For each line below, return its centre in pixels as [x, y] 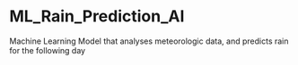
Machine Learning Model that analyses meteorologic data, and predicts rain [149, 41]
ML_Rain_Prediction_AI [97, 16]
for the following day [48, 50]
